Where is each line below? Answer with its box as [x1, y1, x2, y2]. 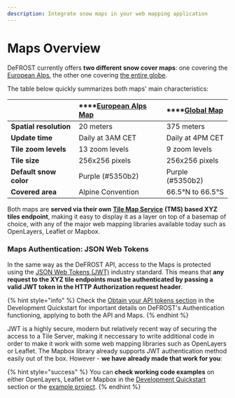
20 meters [78, 121, 113, 131]
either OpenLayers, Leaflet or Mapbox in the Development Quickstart [7, 375, 206, 383]
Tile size [10, 155, 40, 165]
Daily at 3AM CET [78, 133, 137, 142]
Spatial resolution [10, 121, 71, 131]
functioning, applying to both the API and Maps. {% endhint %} [7, 311, 189, 319]
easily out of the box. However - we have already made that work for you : [7, 354, 222, 362]
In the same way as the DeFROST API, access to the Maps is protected [7, 260, 211, 269]
